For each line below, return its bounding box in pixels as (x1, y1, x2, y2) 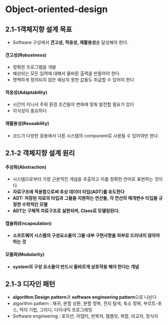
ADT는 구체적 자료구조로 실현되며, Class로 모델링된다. (12, 208, 120, 214)
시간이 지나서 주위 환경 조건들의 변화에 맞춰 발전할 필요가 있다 (12, 101, 134, 107)
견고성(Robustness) (5, 52, 47, 58)
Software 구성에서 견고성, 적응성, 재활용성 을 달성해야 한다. (12, 39, 129, 45)
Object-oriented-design (5, 4, 108, 15)
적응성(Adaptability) (5, 89, 48, 95)
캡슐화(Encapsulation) (5, 220, 52, 226)
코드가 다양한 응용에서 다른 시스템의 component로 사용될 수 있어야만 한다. (12, 133, 159, 139)
